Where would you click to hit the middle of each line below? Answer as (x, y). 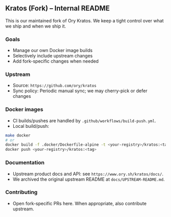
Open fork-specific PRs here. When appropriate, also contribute (79, 203)
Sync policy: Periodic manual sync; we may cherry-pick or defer (80, 91)
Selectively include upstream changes (53, 56)
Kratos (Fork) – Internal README (58, 8)
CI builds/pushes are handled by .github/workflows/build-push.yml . (84, 120)
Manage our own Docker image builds (52, 50)
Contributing (21, 192)
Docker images (24, 110)
